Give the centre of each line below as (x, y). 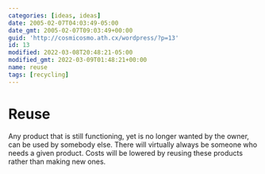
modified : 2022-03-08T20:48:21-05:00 (71, 52)
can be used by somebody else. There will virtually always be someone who (133, 145)
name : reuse (28, 68)
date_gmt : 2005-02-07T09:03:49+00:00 (71, 30)
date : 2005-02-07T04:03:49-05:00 (63, 23)
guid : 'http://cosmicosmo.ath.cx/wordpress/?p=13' (94, 38)
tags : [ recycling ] (38, 75)
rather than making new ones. (57, 161)
